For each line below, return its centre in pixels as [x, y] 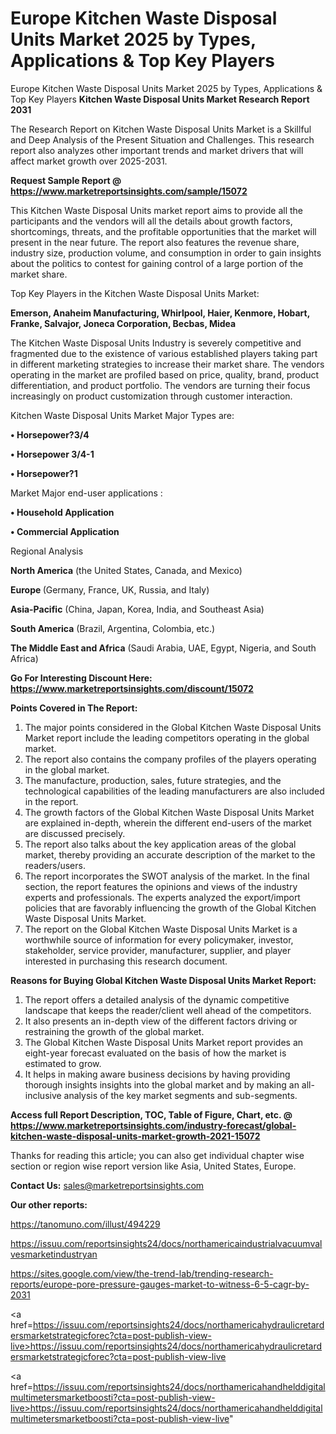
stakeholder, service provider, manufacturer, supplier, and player [158, 950]
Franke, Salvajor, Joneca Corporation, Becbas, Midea [123, 323]
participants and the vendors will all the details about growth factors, [151, 221]
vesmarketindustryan [54, 1254]
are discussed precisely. [75, 833]
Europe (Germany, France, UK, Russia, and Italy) [110, 589]
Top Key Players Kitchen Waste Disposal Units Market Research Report [160, 99]
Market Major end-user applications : [86, 493]
